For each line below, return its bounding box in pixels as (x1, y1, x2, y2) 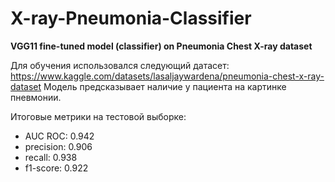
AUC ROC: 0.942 (24, 130, 95, 142)
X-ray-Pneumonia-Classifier (10, 7, 252, 30)
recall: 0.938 (24, 151, 78, 163)
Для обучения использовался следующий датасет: (10, 59, 230, 71)
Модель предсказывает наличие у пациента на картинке (43, 80, 287, 92)
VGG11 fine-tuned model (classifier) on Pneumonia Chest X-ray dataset (10, 40, 313, 52)
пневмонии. (10, 91, 62, 103)
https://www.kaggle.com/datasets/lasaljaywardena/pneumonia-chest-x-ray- (10, 70, 325, 82)
